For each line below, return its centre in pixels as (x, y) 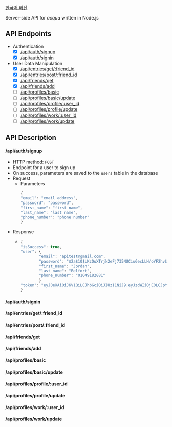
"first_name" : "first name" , (51, 208)
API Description (31, 137)
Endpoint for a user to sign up (44, 168)
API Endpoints (28, 34)
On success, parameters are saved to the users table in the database (85, 173)
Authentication (28, 46)
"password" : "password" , (47, 203)
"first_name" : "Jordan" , (65, 266)
